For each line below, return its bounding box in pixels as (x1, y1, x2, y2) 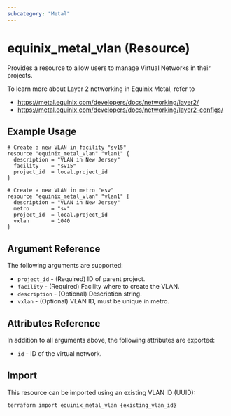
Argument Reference (7, 243, 101, 254)
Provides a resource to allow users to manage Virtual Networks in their (7, 64, 211, 72)
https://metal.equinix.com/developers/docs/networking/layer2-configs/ (17, 106, 224, 114)
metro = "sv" (13, 206, 71, 213)
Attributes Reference (7, 317, 101, 329)
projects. (7, 71, 33, 79)
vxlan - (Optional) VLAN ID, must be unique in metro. (17, 297, 170, 306)
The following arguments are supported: (7, 261, 124, 270)
